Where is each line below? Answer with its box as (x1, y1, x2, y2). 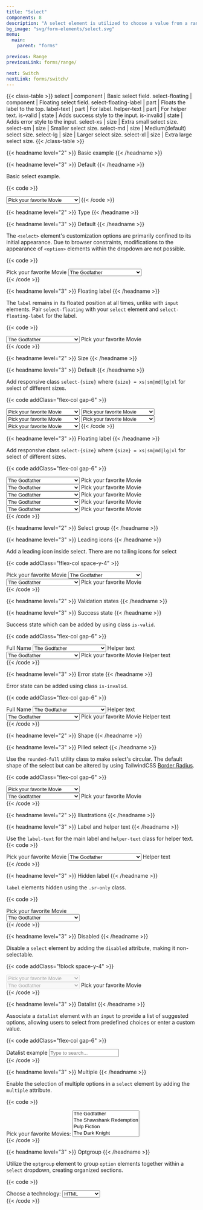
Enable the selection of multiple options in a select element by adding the (6, 1080, 190, 1088)
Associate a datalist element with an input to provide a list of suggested (6, 1012, 189, 1020)
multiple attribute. (6, 1086, 53, 1094)
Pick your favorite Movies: (6, 1130, 71, 1137)
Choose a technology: (6, 1190, 62, 1197)
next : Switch (6, 70, 39, 76)
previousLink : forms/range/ (6, 59, 77, 65)
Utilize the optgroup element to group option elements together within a (6, 1160, 184, 1168)
